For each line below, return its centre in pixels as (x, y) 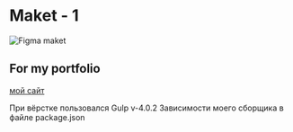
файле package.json (47, 117)
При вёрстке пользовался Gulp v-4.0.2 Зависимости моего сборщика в (147, 108)
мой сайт (27, 90)
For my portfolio (55, 69)
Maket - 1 (44, 16)
